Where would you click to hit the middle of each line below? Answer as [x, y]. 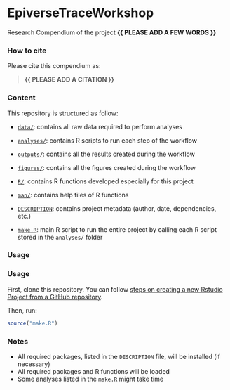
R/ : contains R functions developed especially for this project [106, 181]
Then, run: [22, 310]
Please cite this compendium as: [54, 66]
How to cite [27, 51]
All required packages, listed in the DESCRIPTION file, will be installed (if [119, 356]
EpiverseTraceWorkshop [81, 13]
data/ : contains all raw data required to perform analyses [100, 126]
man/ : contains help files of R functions [73, 195]
